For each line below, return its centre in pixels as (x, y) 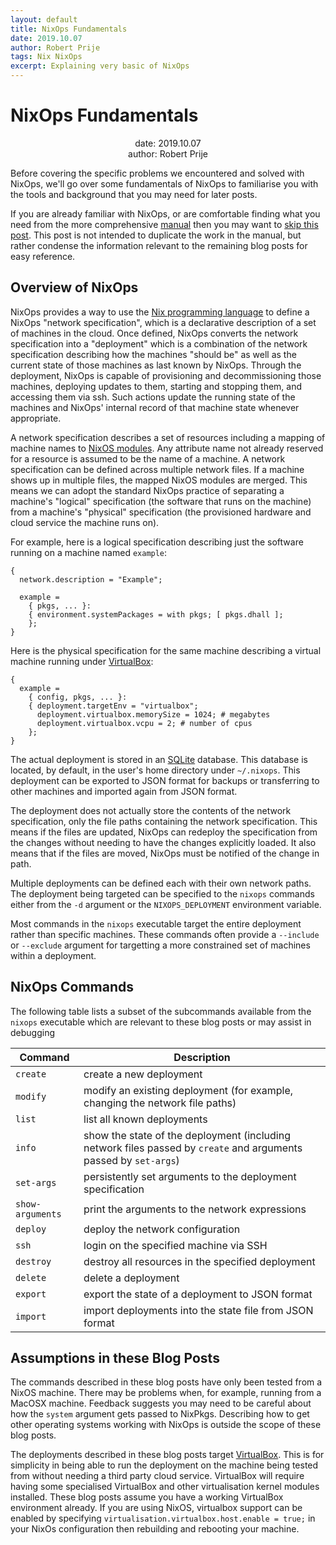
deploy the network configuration (162, 1229)
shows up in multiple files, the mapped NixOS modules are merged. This (159, 480)
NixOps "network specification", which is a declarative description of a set (163, 322)
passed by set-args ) (131, 1160)
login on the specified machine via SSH (175, 1245)
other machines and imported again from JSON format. (124, 791)
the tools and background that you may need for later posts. (134, 194)
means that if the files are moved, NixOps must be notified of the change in (165, 853)
